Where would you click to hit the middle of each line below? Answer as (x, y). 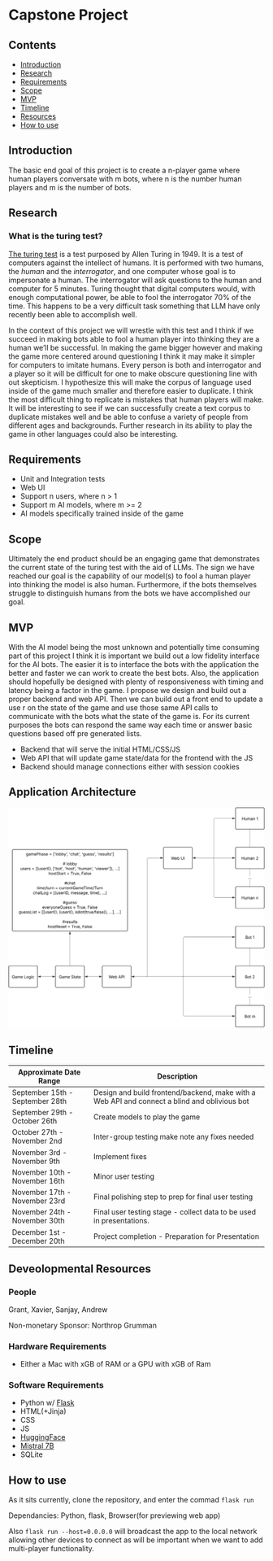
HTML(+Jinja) (43, 1411)
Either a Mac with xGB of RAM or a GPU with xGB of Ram (115, 1364)
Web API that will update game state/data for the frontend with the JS (136, 757)
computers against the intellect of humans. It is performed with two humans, (136, 263)
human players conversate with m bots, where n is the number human (125, 179)
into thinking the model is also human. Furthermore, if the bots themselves (133, 585)
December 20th (38, 1241)
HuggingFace (43, 1437)
